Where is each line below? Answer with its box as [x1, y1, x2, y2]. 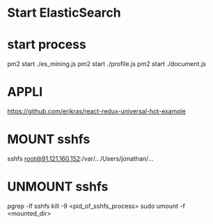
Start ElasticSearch [7, 5, 121, 21]
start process [7, 37, 87, 53]
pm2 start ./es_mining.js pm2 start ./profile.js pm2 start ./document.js [7, 60, 207, 68]
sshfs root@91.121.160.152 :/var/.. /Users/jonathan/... [7, 154, 154, 163]
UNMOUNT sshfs [7, 179, 109, 195]
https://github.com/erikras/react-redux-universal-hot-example [7, 107, 187, 115]
